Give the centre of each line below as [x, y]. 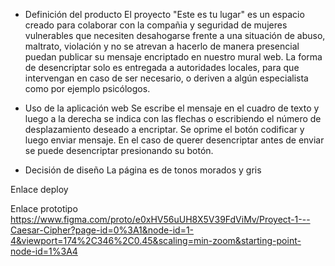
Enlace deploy [39, 189]
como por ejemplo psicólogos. [87, 88]
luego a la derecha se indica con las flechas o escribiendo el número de [173, 118]
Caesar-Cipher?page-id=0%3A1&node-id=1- [102, 230]
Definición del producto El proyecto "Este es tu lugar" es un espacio [164, 14]
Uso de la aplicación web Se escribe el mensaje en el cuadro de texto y [172, 108]
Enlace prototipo [44, 208]
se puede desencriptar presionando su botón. [119, 150]
